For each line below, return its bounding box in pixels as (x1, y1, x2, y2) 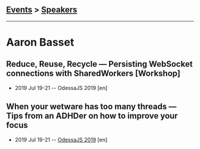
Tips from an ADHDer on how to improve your (6, 111, 178, 121)
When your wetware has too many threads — (6, 101, 177, 112)
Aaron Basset (6, 36, 74, 49)
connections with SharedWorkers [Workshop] (6, 69, 180, 79)
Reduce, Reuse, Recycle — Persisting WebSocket (6, 59, 193, 69)
